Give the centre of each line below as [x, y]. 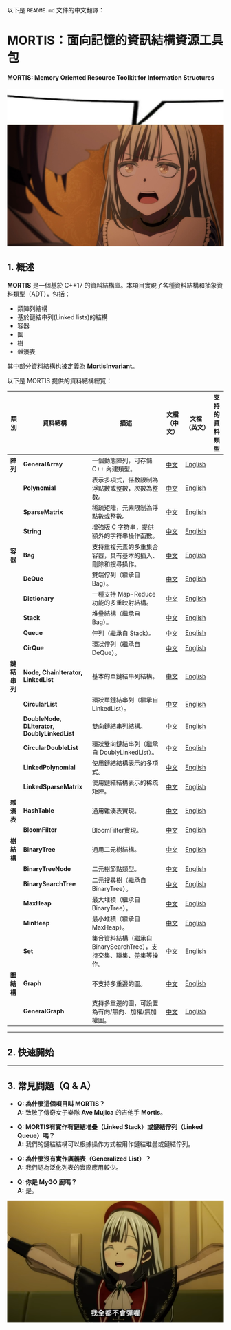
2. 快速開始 [31, 1052]
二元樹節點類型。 [116, 869]
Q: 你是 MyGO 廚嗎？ [47, 1182]
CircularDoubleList [51, 748]
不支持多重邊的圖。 [119, 983]
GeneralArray [43, 464]
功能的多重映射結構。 [122, 603]
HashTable [38, 811]
